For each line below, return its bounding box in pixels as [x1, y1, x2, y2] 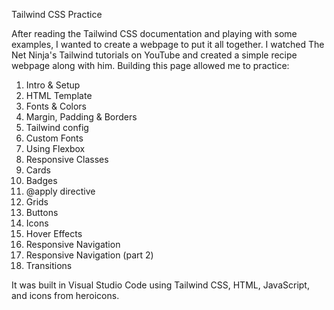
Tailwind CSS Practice [11, 9, 103, 20]
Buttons [25, 207, 59, 218]
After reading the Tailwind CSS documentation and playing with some [11, 28, 298, 39]
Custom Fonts [25, 132, 84, 144]
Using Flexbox [25, 143, 86, 154]
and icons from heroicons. [11, 290, 120, 301]
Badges [25, 175, 58, 186]
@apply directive [25, 185, 96, 197]
